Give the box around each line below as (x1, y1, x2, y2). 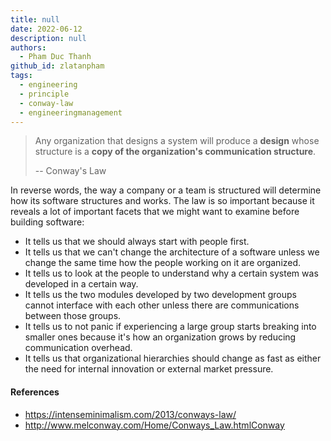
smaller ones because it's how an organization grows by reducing (24, 331, 297, 343)
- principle (19, 89, 70, 99)
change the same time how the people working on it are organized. (24, 257, 302, 269)
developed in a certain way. (24, 278, 139, 290)
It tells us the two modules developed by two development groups (24, 289, 297, 301)
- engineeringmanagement (19, 107, 123, 118)
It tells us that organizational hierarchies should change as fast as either (24, 352, 322, 365)
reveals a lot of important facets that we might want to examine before (10, 206, 300, 218)
